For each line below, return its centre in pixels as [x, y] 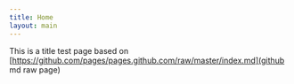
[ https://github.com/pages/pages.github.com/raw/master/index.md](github [147, 60]
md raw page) [35, 69]
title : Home [31, 17]
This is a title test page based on [69, 50]
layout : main [33, 26]
